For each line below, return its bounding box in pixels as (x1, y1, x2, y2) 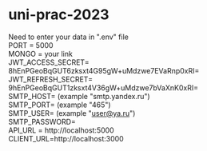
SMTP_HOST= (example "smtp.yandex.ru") (8, 91, 150, 101)
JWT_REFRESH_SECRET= (8, 74, 94, 84)
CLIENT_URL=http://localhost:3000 (8, 133, 124, 143)
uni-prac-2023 (8, 6, 109, 24)
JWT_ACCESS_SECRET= (8, 58, 90, 67)
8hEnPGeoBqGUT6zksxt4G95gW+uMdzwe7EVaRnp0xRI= (8, 66, 200, 75)
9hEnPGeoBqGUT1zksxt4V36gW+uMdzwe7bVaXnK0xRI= (8, 82, 198, 93)
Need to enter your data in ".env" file (8, 32, 129, 42)
